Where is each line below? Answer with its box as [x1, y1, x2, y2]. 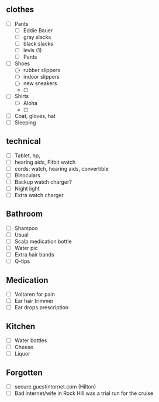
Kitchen [6, 321, 36, 331]
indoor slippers [23, 73, 60, 80]
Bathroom [6, 209, 43, 219]
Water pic [14, 244, 38, 251]
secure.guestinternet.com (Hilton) [14, 383, 96, 390]
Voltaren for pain [14, 290, 56, 298]
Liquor [14, 350, 30, 357]
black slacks [23, 40, 54, 47]
